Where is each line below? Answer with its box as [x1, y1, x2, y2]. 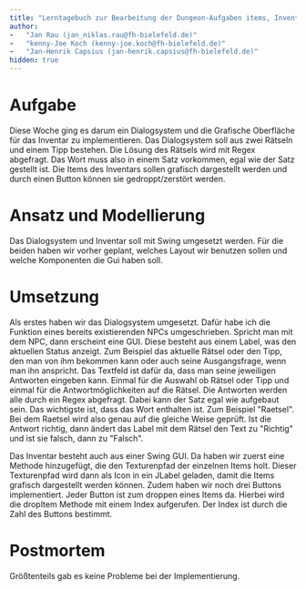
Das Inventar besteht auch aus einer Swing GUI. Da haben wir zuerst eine [9, 450, 285, 461]
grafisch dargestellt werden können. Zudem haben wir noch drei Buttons [9, 479, 282, 490]
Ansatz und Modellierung [9, 206, 206, 226]
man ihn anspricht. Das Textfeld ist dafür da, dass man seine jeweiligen [9, 365, 276, 376]
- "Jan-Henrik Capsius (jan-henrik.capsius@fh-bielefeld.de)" [9, 47, 259, 56]
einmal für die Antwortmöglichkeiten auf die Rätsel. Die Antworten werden [9, 384, 288, 395]
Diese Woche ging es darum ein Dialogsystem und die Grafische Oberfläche [9, 125, 296, 136]
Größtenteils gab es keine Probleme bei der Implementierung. [9, 570, 240, 581]
